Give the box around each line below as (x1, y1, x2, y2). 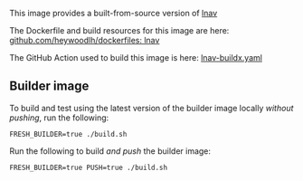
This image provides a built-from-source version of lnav (9, 8, 218, 18)
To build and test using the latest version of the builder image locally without (9, 102, 294, 113)
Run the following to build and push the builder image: (9, 145, 211, 157)
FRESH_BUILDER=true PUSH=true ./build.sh (9, 163, 168, 172)
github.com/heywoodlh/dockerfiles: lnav (9, 35, 160, 45)
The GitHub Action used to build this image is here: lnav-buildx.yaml (9, 52, 262, 62)
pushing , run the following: (9, 112, 109, 123)
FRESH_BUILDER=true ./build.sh (9, 129, 128, 138)
